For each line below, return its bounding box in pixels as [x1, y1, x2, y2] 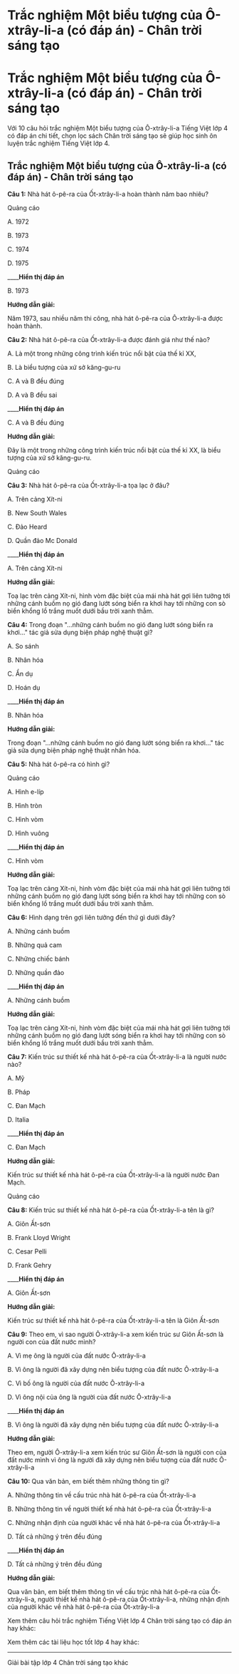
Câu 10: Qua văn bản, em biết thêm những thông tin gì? [7, 1477, 169, 1485]
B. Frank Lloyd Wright [7, 1233, 71, 1241]
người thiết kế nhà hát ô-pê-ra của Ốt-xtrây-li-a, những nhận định [38, 1595, 230, 1603]
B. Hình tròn [7, 801, 43, 810]
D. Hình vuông [7, 829, 50, 837]
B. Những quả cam [7, 941, 63, 949]
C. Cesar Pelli [7, 1247, 48, 1256]
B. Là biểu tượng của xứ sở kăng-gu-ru [7, 363, 121, 371]
